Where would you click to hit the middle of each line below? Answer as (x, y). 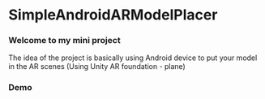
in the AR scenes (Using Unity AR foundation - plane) (97, 67)
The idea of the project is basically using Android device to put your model (133, 58)
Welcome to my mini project (64, 41)
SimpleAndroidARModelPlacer (113, 15)
